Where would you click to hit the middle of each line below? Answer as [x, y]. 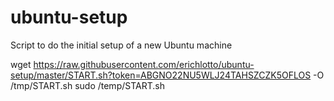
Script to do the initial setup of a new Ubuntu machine [121, 45]
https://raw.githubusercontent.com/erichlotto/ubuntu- [144, 64]
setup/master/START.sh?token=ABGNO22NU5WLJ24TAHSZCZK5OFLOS [161, 75]
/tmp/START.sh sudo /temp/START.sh [87, 85]
